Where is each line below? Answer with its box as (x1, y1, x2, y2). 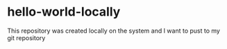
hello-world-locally (7, 4, 121, 20)
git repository (7, 33, 46, 42)
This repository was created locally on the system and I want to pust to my (7, 27, 221, 35)
